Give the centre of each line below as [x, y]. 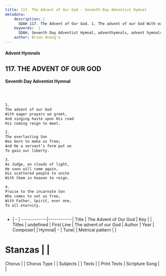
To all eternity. [23, 205]
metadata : [15, 14]
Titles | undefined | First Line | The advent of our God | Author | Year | [83, 224]
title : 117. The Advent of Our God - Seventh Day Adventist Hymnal [76, 10]
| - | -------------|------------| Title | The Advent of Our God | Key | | [82, 219]
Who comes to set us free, [33, 196]
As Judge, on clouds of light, [37, 164]
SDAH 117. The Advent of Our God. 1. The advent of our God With [87, 24]
